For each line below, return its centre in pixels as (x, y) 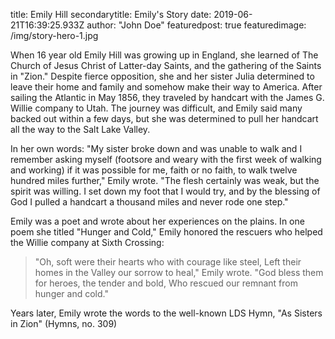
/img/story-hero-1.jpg (54, 35)
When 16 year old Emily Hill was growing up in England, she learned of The (164, 55)
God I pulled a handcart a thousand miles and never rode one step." (149, 202)
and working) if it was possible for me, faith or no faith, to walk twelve (154, 170)
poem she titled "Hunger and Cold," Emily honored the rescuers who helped (166, 232)
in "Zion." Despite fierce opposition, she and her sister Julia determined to (162, 76)
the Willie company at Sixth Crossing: (87, 242)
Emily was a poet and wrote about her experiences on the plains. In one (157, 221)
